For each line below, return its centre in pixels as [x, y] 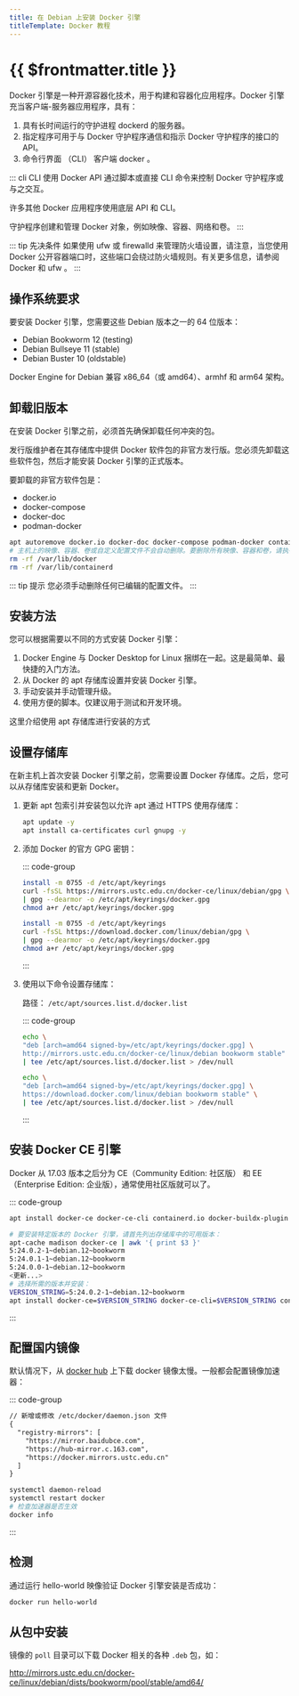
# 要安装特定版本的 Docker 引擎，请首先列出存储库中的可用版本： [115, 1234]
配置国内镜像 [44, 1347]
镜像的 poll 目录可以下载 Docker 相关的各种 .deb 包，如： [115, 1655]
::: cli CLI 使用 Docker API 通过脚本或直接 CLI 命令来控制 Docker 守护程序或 [147, 178]
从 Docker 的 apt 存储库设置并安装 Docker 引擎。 [112, 680]
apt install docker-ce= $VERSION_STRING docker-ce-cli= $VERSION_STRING [143, 1301]
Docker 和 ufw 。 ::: [45, 268]
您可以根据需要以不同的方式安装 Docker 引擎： [95, 639]
